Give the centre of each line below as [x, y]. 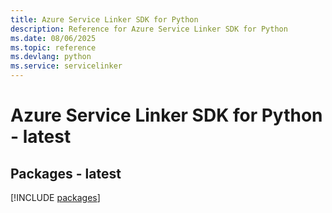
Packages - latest [66, 173]
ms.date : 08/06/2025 [53, 38]
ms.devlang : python [51, 57]
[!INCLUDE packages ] [55, 197]
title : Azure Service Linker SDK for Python [104, 19]
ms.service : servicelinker [66, 66]
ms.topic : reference [53, 47]
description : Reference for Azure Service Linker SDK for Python [149, 29]
